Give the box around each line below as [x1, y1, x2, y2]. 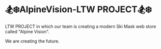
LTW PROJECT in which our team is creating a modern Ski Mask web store [5, 23, 156, 29]
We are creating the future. [5, 38, 60, 44]
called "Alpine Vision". [5, 28, 50, 34]
